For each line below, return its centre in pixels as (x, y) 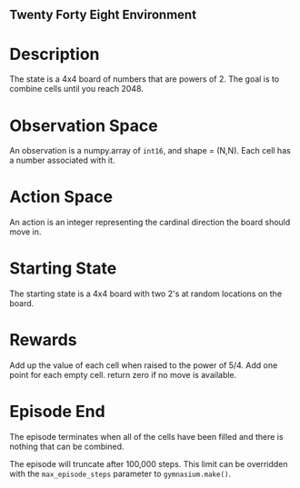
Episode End (58, 412)
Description (55, 54)
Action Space (61, 197)
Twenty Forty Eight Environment (103, 15)
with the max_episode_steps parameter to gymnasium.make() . (120, 474)
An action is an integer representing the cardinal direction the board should (150, 223)
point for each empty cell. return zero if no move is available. (123, 375)
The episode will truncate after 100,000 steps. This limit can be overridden (149, 464)
